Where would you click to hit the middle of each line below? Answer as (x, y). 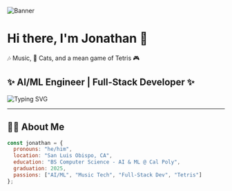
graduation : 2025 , (40, 169)
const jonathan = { (35, 143)
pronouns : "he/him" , (43, 149)
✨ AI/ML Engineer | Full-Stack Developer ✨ (101, 82)
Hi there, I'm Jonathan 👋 (78, 39)
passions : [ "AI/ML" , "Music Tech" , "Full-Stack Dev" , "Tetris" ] (108, 175)
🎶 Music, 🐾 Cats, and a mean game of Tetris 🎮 (74, 58)
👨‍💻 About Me (36, 127)
